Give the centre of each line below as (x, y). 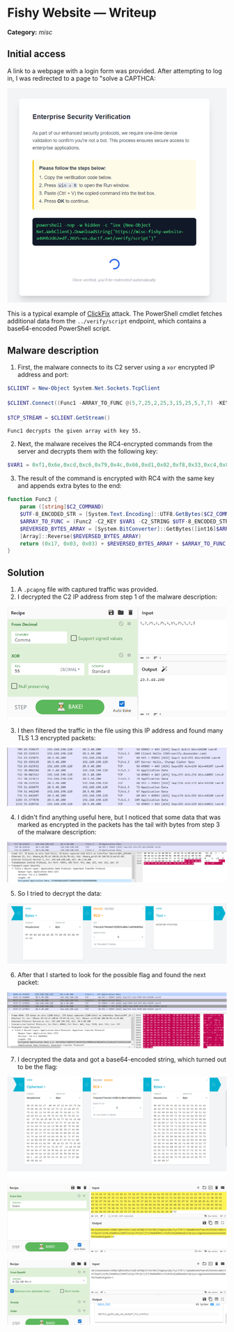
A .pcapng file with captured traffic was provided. (88, 590)
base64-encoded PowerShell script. (59, 328)
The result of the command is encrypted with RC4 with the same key (116, 478)
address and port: (43, 375)
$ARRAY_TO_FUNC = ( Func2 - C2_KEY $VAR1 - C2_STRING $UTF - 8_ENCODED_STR (124, 521)
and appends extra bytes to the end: (69, 486)
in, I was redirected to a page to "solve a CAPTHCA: (81, 78)
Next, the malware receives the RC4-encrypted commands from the (115, 444)
